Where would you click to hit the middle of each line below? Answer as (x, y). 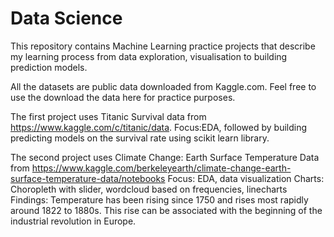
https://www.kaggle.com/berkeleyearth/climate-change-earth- (161, 168)
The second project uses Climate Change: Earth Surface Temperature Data (165, 157)
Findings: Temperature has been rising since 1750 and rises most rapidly (159, 199)
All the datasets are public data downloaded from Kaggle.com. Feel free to (163, 86)
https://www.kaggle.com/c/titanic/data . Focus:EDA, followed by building (159, 127)
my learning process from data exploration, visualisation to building (149, 56)
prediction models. (49, 67)
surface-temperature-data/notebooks (88, 178)
